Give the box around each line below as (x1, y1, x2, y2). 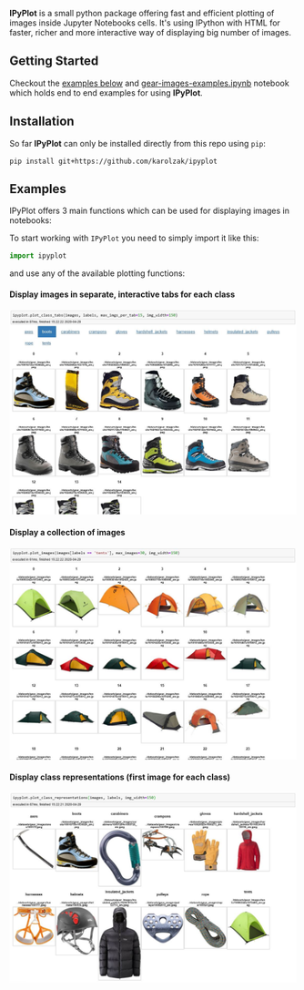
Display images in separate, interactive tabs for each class (9, 289, 235, 300)
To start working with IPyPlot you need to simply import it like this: (9, 232, 259, 244)
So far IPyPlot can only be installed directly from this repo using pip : (9, 138, 267, 148)
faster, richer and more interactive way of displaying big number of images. (9, 27, 292, 37)
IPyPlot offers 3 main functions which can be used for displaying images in (9, 205, 289, 217)
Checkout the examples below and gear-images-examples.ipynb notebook (9, 77, 289, 88)
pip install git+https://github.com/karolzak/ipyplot (9, 157, 218, 166)
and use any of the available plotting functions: (9, 268, 186, 279)
